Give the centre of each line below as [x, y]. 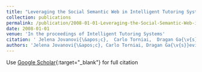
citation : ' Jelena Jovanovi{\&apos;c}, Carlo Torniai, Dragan [90, 40]
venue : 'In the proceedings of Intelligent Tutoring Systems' [86, 34]
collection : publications [38, 17]
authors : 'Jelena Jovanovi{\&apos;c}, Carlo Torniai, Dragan [84, 46]
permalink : [20, 23]
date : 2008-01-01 [28, 28]
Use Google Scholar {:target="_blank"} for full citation [72, 62]
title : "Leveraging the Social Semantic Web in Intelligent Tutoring [95, 12]
